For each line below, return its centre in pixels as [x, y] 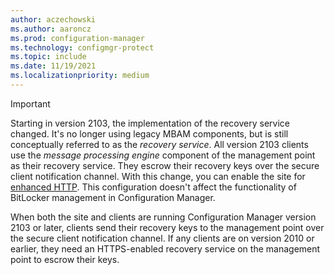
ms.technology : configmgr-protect [82, 47]
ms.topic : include [48, 57]
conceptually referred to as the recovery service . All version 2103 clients [159, 144]
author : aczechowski [53, 19]
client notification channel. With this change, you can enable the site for [158, 176]
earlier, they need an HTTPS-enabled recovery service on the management [165, 248]
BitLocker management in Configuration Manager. [113, 197]
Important [30, 103]
